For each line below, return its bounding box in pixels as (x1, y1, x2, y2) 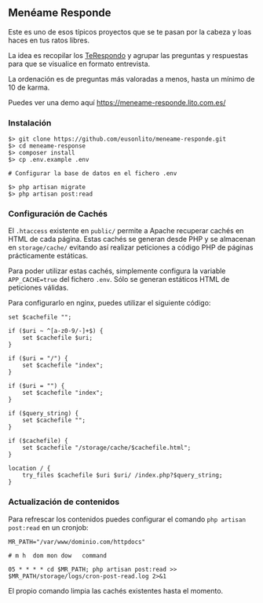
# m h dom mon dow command (8, 551, 108, 560)
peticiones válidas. (8, 283, 69, 293)
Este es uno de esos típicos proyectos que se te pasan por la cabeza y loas (8, 27, 252, 36)
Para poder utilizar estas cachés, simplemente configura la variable (8, 266, 226, 276)
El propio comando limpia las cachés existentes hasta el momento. (8, 586, 224, 595)
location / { (8, 465, 51, 473)
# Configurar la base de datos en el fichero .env (8, 170, 177, 177)
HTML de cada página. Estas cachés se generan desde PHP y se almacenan (8, 235, 256, 244)
